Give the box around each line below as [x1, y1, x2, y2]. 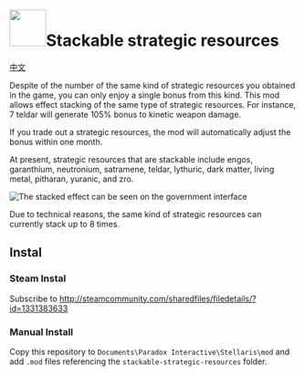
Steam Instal [9, 272, 67, 285]
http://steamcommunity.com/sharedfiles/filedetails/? [58, 293, 258, 304]
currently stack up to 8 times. [9, 218, 121, 229]
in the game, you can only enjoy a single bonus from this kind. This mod [9, 89, 280, 100]
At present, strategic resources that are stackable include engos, [9, 153, 254, 164]
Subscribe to [9, 293, 58, 304]
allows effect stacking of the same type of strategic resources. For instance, [9, 99, 297, 110]
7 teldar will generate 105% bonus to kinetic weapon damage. [9, 109, 242, 120]
